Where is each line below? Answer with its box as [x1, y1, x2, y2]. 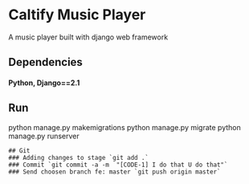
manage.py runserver [8, 131, 80, 141]
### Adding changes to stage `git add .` [8, 153, 149, 162]
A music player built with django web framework [8, 32, 169, 42]
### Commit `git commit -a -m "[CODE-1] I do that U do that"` [8, 161, 228, 169]
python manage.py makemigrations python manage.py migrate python [8, 122, 241, 132]
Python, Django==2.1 [8, 78, 80, 88]
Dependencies [8, 55, 83, 69]
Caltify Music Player [8, 6, 146, 24]
